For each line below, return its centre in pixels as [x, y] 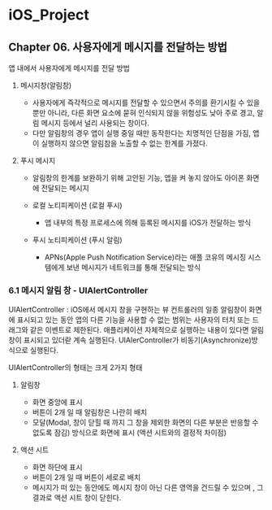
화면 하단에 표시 [57, 467]
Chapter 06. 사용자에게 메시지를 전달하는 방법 [118, 47]
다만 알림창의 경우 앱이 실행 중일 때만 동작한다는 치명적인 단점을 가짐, [142, 133]
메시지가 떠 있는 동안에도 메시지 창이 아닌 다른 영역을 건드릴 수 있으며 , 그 [148, 488]
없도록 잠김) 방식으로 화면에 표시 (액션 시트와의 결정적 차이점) [130, 433]
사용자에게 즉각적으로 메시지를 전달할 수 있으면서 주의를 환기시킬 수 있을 [146, 102]
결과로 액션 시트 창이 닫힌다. [77, 498]
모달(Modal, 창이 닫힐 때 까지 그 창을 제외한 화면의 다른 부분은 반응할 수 [145, 423]
